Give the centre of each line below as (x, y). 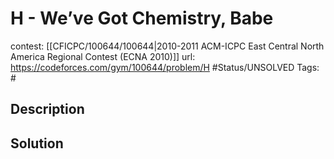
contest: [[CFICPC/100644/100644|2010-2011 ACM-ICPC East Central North (167, 46)
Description (47, 109)
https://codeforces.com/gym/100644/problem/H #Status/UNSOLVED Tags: (165, 67)
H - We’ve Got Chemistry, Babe (142, 18)
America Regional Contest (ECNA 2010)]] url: (103, 56)
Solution (37, 143)
